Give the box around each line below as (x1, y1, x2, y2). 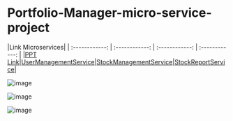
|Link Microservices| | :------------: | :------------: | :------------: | (7, 43, 198, 51)
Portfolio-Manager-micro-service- (7, 5, 212, 21)
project (7, 20, 50, 36)
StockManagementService (96, 57, 173, 66)
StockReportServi (174, 57, 225, 66)
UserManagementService (20, 57, 96, 66)
